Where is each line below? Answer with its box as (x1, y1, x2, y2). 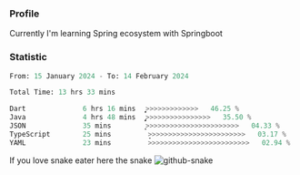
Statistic (9, 51, 47, 64)
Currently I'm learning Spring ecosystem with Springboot (9, 28, 223, 39)
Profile (9, 7, 40, 20)
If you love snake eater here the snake (9, 154, 153, 166)
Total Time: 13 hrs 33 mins (9, 87, 116, 98)
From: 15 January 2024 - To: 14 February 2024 (9, 71, 189, 80)
